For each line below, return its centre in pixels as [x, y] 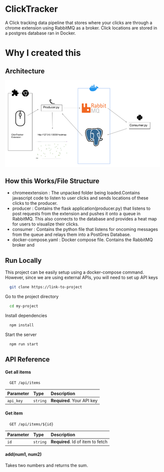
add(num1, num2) [23, 454]
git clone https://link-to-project [46, 287]
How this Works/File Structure [52, 181]
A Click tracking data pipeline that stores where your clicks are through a [79, 23]
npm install [22, 325]
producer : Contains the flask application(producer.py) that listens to [81, 208]
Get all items [18, 372]
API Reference [27, 359]
